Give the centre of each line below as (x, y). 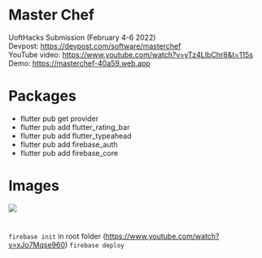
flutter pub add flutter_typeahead (76, 135)
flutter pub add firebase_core (69, 153)
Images (34, 186)
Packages (43, 96)
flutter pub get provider (59, 118)
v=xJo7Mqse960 (37, 245)
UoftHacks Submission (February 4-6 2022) (82, 37)
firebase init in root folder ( (57, 236)
